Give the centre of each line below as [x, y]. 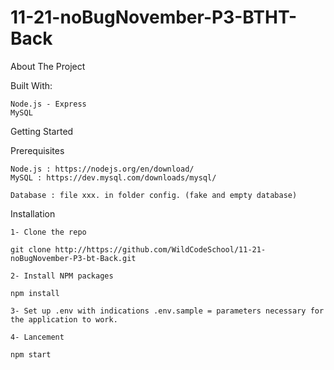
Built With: [31, 85]
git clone [31, 249]
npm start [31, 354]
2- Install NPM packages [62, 276]
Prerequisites [37, 150]
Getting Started [42, 131]
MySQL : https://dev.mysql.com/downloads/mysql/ [113, 177]
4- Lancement [37, 337]
